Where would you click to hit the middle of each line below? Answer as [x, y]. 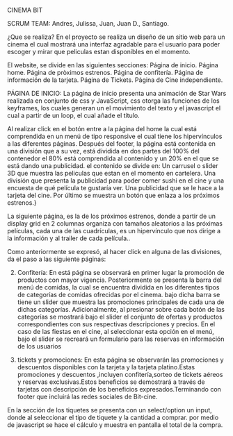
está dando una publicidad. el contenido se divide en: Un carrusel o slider [113, 166]
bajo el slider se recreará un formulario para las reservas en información [121, 339]
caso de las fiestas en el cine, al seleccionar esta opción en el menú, [115, 332]
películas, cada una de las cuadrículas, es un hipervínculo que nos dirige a [114, 231]
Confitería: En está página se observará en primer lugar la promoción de [121, 272]
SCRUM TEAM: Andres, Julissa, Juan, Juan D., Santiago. [88, 23]
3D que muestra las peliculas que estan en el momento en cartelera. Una [112, 173]
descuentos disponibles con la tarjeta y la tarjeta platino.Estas [106, 367]
